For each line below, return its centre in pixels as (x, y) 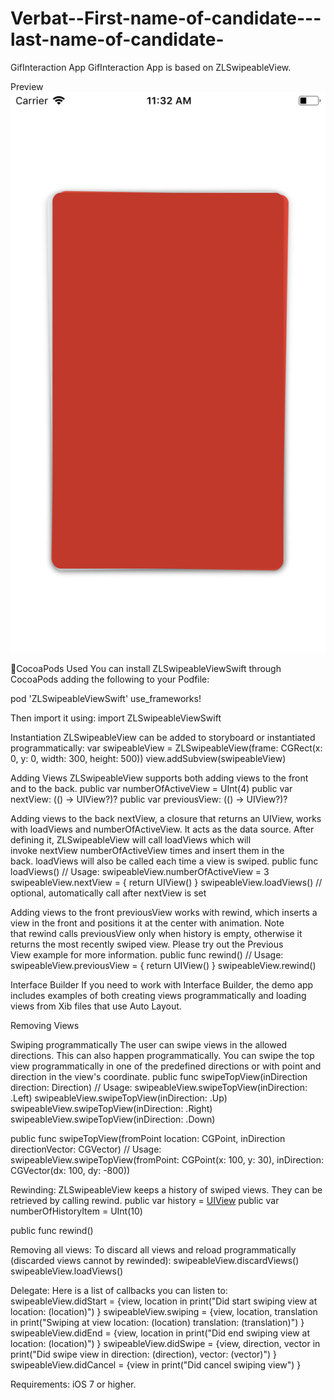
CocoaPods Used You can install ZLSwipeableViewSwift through (149, 669)
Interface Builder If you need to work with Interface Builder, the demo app (162, 985)
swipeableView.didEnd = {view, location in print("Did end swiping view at (160, 1333)
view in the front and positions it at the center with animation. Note (147, 923)
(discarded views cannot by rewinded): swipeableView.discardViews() (155, 1261)
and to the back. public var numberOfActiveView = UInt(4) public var (151, 789)
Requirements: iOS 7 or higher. (73, 1384)
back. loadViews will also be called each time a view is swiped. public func (164, 861)
